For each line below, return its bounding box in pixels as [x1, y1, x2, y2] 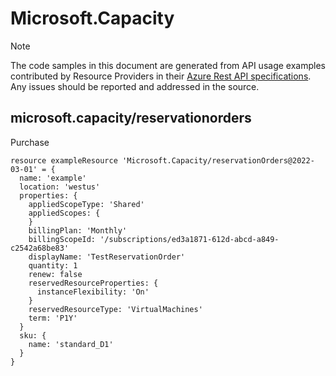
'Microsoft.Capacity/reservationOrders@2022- [121, 155, 315, 166]
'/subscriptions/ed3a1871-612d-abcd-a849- [99, 234, 280, 244]
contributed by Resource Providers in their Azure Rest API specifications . [10, 70, 312, 82]
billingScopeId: [28, 234, 97, 244]
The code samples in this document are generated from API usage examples [10, 59, 326, 71]
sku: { [19, 330, 47, 341]
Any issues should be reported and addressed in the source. [10, 80, 260, 92]
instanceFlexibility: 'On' [36, 287, 150, 297]
